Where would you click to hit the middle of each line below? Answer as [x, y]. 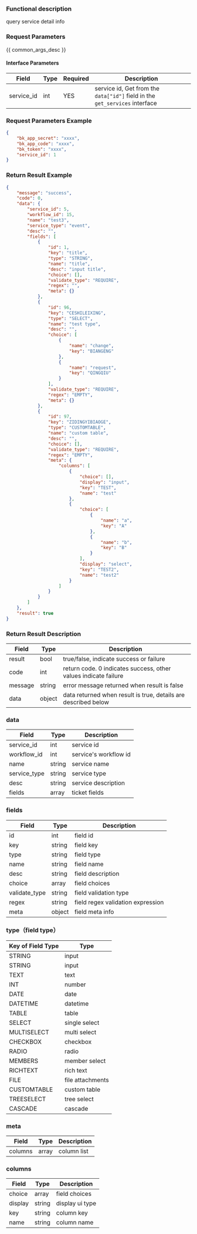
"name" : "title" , [69, 264]
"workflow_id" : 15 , [51, 215]
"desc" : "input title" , [77, 269]
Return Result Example [39, 175]
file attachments [87, 1080]
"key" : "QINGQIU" [90, 373]
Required [76, 78]
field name [89, 864]
